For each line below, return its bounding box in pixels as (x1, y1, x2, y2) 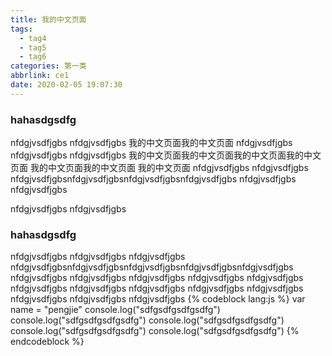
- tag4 (19, 33, 47, 43)
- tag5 (19, 42, 47, 53)
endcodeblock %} (10, 336, 85, 348)
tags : (10, 24, 33, 34)
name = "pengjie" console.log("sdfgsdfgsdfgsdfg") (10, 304, 221, 316)
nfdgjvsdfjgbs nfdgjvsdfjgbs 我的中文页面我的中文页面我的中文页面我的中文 (10, 149, 322, 161)
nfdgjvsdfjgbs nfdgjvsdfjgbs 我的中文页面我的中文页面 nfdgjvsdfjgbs (10, 137, 293, 149)
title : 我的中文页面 (10, 14, 87, 25)
